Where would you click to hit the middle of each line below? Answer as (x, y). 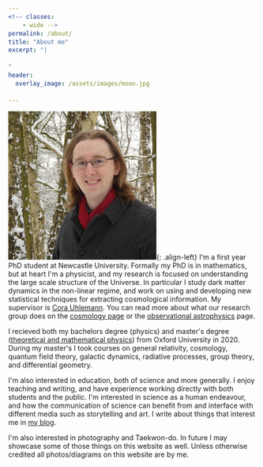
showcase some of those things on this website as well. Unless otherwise (128, 446)
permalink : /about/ (40, 33)
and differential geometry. (50, 365)
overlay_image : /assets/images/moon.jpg (83, 83)
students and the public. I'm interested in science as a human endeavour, (127, 397)
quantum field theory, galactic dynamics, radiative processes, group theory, (131, 356)
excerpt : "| (28, 50)
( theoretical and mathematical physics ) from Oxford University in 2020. (124, 340)
